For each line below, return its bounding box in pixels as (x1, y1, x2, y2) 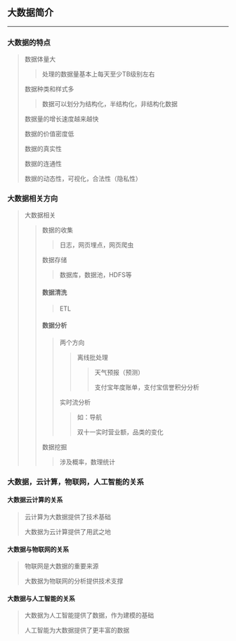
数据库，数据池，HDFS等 (59, 271, 132, 279)
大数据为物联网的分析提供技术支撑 (24, 577, 124, 585)
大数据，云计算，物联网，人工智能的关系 (7, 477, 144, 486)
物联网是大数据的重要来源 (24, 562, 99, 571)
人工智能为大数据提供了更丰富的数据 (24, 626, 130, 635)
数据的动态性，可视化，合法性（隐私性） (24, 174, 142, 183)
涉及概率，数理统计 (59, 458, 116, 466)
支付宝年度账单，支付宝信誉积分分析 (94, 382, 199, 391)
